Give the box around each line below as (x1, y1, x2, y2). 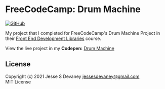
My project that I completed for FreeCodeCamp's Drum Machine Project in (5, 30, 160, 36)
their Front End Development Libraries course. (5, 35, 102, 41)
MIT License (5, 78, 31, 84)
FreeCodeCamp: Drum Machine (5, 4, 141, 15)
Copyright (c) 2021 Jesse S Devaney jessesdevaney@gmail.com (5, 73, 140, 79)
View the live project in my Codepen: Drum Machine (5, 45, 115, 51)
